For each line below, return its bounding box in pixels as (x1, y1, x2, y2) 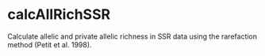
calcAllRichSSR (7, 6, 111, 24)
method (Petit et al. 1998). (7, 39, 92, 49)
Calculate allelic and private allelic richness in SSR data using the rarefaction (7, 32, 258, 41)
